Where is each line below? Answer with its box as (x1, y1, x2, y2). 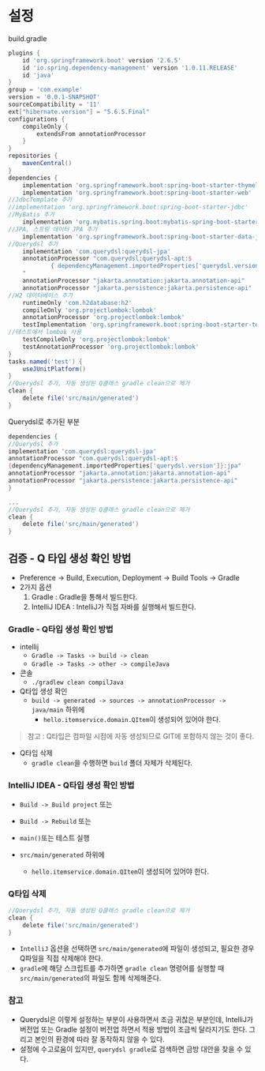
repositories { (8, 152, 58, 160)
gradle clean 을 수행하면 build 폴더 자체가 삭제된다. (31, 758, 193, 768)
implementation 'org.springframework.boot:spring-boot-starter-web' (22, 189, 252, 197)
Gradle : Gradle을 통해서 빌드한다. (31, 592, 138, 601)
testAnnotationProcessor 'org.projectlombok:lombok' (22, 343, 200, 351)
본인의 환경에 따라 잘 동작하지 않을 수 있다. (34, 1034, 165, 1043)
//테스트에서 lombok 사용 (8, 329, 82, 336)
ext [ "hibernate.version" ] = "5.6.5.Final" (8, 107, 150, 115)
